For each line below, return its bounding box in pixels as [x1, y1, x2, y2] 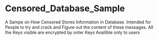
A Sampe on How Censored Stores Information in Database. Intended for [5, 19, 151, 25]
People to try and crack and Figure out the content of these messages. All [5, 24, 154, 30]
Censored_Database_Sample [5, 3, 125, 14]
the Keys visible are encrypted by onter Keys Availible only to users [5, 29, 140, 35]
